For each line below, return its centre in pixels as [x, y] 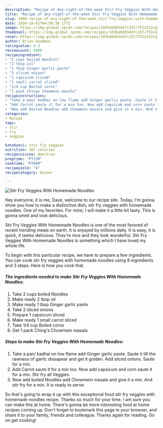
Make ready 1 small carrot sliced [44, 320]
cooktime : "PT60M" [24, 163]
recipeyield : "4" [23, 168]
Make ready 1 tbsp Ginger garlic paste [50, 305]
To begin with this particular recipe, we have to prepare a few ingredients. [79, 255]
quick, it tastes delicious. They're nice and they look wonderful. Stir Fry [76, 235]
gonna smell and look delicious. [37, 215]
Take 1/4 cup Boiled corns [38, 325]
